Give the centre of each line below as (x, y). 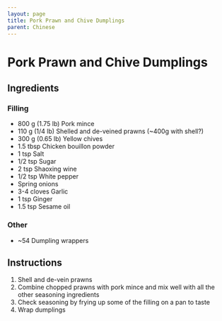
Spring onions (38, 184)
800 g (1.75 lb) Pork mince (56, 124)
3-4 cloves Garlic (43, 191)
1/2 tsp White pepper (48, 176)
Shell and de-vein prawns (55, 280)
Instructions (35, 263)
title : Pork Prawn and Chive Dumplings (66, 21)
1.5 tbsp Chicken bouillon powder (66, 147)
